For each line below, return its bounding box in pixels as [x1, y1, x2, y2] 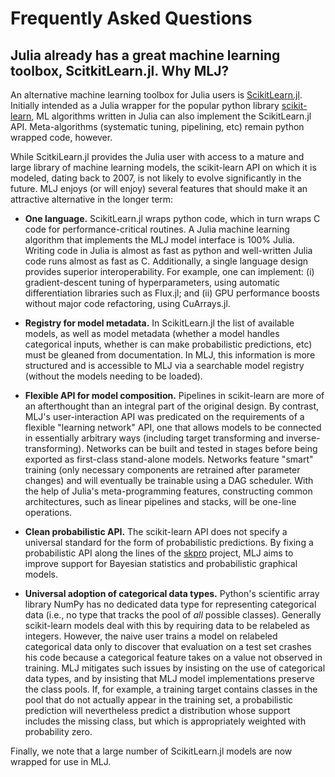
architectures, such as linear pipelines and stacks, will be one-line [24, 496, 297, 507]
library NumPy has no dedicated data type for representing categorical [24, 598, 317, 610]
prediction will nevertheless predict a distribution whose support [24, 705, 291, 716]
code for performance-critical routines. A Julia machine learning [24, 223, 290, 235]
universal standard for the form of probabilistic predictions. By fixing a [24, 537, 314, 548]
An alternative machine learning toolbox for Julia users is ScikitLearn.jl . [10, 89, 303, 101]
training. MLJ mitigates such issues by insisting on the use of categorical [24, 662, 326, 674]
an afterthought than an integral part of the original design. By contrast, [24, 400, 320, 412]
